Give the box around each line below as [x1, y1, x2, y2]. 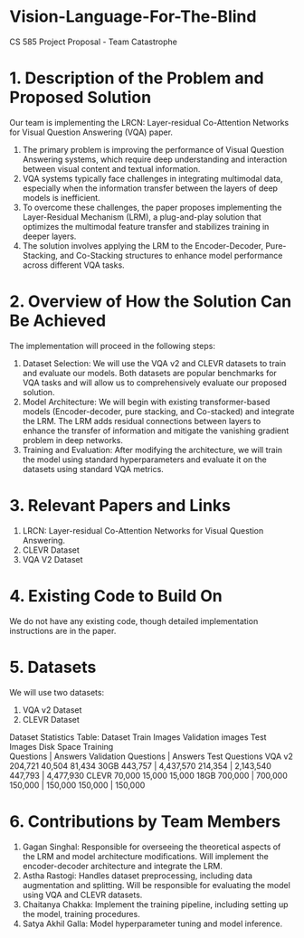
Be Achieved [9, 310, 107, 331]
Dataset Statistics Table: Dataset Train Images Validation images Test [9, 731, 267, 743]
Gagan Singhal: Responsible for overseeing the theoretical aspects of [22, 841, 281, 852]
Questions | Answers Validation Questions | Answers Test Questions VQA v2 [9, 751, 294, 762]
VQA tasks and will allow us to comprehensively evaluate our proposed [22, 377, 288, 388]
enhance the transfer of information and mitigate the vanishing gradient [22, 425, 290, 436]
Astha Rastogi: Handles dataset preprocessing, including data [22, 870, 253, 881]
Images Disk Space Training [9, 741, 114, 752]
